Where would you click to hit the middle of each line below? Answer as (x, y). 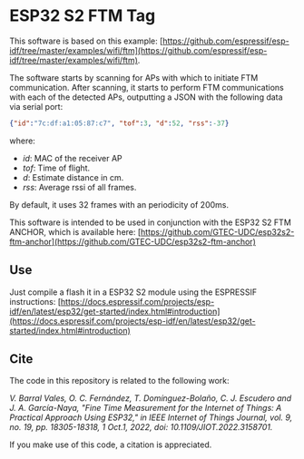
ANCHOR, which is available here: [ (75, 231)
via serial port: (36, 106)
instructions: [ (35, 301)
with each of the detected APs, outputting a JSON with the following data (146, 97)
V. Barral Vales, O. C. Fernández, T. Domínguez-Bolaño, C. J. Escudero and (151, 398)
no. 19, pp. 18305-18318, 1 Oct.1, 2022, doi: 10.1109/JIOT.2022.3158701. (141, 427)
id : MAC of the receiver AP (72, 158)
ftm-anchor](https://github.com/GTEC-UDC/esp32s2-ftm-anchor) (132, 241)
